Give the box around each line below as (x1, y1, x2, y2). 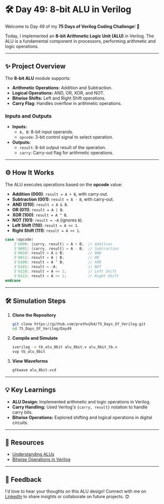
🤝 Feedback (5, 475, 41, 483)
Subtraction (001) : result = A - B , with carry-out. (12, 196, 114, 202)
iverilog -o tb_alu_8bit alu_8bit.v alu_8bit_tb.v (12, 345, 118, 350)
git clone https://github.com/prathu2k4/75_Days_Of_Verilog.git (12, 322, 146, 327)
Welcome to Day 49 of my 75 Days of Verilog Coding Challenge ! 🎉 (5, 23, 140, 29)
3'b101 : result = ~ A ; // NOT (14, 264, 102, 270)
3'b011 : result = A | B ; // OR (14, 255, 99, 260)
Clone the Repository (12, 312, 56, 318)
